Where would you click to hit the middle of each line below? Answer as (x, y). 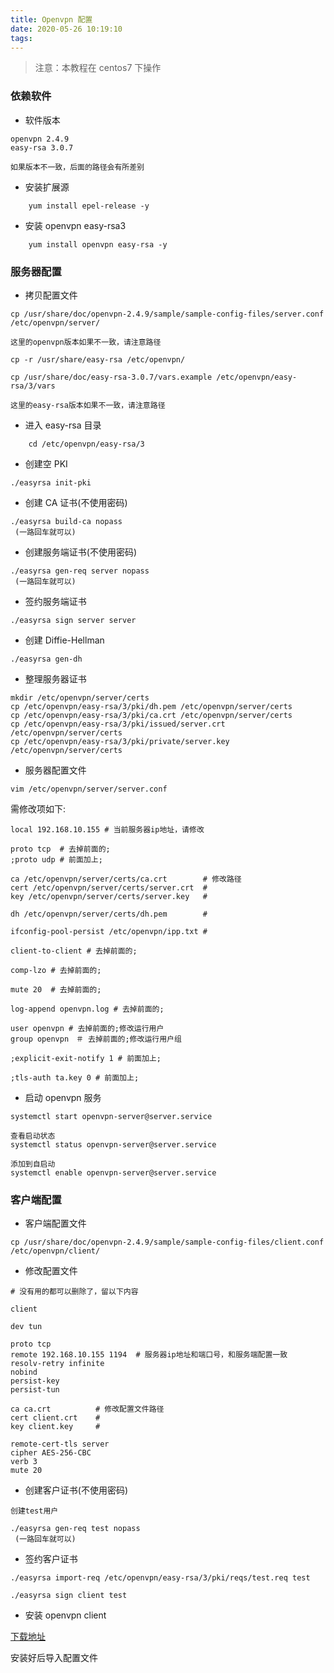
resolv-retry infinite (57, 1364)
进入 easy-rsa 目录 (63, 425)
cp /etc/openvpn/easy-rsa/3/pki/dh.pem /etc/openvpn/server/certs (151, 706)
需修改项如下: (38, 808)
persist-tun (35, 1390)
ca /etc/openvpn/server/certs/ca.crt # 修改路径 (126, 879)
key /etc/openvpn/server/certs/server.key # (109, 896)
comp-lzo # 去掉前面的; (56, 970)
